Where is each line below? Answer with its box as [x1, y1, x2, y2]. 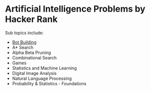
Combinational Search [12, 55, 57, 60]
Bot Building [12, 39, 37, 45]
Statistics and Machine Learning [12, 65, 77, 71]
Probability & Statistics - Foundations [12, 80, 87, 86]
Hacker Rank [5, 14, 58, 25]
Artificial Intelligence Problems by [5, 3, 146, 15]
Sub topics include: [5, 30, 44, 36]
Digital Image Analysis [12, 70, 57, 76]
